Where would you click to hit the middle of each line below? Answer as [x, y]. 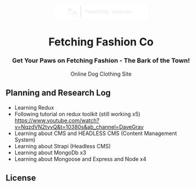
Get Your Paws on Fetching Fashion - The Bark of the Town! [101, 61]
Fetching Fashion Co [101, 42]
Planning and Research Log [58, 93]
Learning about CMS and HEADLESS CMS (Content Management [96, 133]
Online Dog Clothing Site [101, 74]
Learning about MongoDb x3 [50, 153]
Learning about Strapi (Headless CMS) [63, 146]
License [21, 178]
